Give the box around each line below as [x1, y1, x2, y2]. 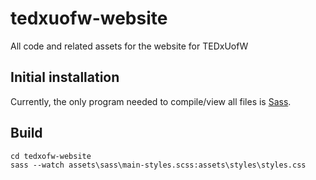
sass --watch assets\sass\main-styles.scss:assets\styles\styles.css [10, 160, 307, 170]
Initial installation [10, 69, 120, 86]
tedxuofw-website [10, 7, 168, 30]
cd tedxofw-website [10, 151, 92, 161]
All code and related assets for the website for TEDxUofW [10, 40, 249, 52]
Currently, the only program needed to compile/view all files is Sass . [10, 95, 292, 107]
